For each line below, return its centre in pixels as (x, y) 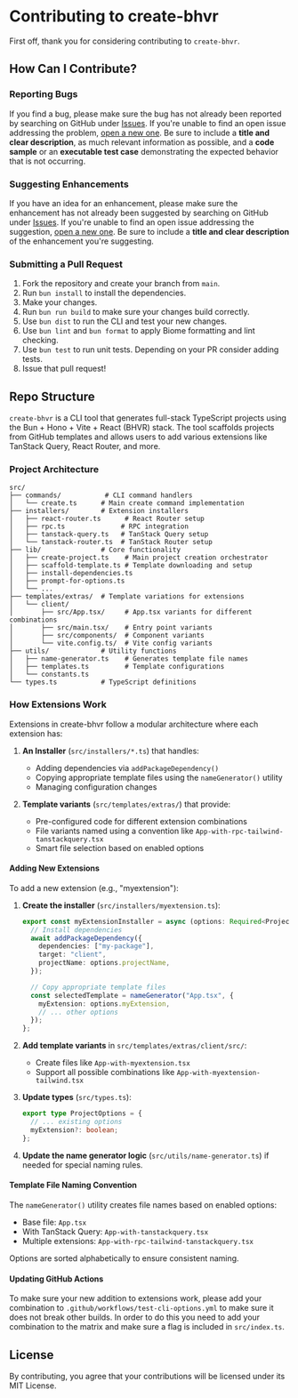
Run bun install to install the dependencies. (104, 293)
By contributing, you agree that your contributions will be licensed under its (147, 1376)
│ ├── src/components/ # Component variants (107, 636)
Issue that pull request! (64, 369)
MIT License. (33, 1386)
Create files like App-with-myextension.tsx (113, 1063)
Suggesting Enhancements (69, 184)
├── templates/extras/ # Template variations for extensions (127, 597)
